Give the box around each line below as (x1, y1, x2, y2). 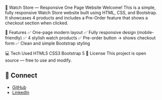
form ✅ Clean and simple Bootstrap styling (5, 40, 91, 46)
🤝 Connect (5, 71, 37, 80)
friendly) (5, 35, 22, 41)
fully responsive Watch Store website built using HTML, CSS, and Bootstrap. (5, 10, 158, 16)
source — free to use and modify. (5, 57, 72, 63)
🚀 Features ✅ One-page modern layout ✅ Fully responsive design (5, 30, 136, 35)
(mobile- (137, 30, 154, 35)
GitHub (12, 84, 27, 90)
